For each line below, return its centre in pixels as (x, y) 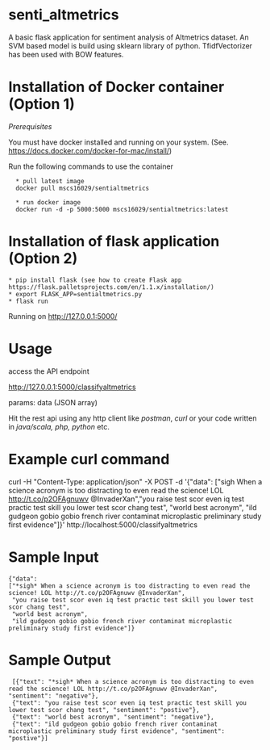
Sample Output (60, 660)
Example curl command (89, 459)
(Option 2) (43, 259)
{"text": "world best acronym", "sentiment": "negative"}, (113, 717)
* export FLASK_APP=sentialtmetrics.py (75, 294)
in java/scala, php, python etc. (59, 426)
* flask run (28, 301)
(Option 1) (42, 105)
